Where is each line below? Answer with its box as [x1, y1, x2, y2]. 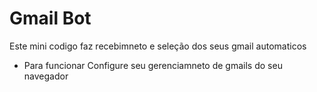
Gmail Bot [9, 7, 92, 30]
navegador [23, 70, 69, 82]
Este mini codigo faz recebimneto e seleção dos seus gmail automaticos [9, 40, 307, 52]
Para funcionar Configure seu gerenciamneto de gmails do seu [23, 59, 283, 71]
